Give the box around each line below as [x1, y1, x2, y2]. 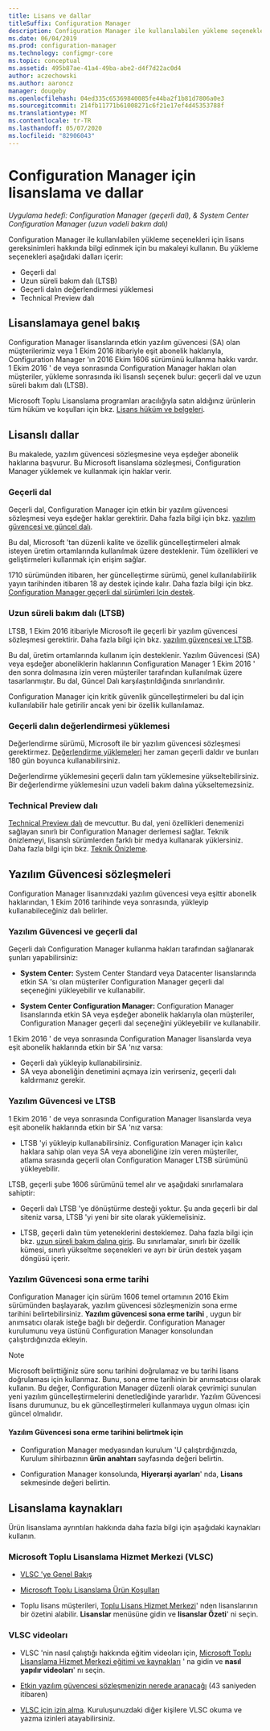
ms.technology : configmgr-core [8, 49, 113, 57]
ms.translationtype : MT [8, 110, 88, 118]
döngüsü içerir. [19, 1253, 71, 1263]
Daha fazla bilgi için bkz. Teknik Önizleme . [8, 844, 149, 854]
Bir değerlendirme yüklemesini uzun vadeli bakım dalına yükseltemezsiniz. [8, 780, 255, 790]
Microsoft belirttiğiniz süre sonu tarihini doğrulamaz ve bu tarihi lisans [8, 1366, 239, 1375]
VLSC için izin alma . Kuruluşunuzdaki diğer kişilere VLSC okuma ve [19, 1704, 243, 1714]
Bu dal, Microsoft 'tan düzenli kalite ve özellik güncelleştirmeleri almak [8, 538, 241, 547]
